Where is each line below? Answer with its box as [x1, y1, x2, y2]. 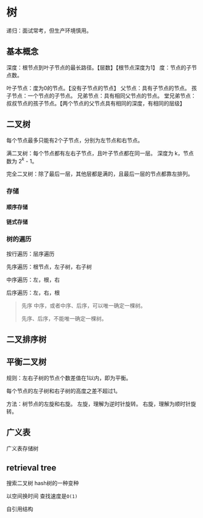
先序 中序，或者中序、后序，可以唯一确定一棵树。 [21, 302, 146, 309]
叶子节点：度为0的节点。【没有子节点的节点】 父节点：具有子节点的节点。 [6, 84, 190, 91]
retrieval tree [6, 463, 57, 473]
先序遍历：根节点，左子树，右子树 [6, 263, 92, 270]
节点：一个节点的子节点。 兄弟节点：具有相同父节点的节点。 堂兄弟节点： [11, 92, 196, 99]
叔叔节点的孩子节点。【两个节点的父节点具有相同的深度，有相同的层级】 [6, 99, 185, 107]
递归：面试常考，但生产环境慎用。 [6, 27, 92, 34]
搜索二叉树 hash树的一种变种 [6, 480, 79, 487]
